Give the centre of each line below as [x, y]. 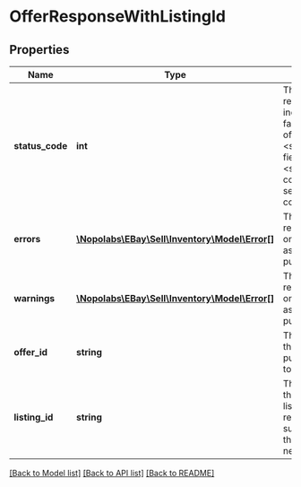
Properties [39, 50]
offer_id [30, 352]
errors [27, 239]
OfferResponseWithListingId [118, 17]
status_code [41, 146]
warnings [34, 298]
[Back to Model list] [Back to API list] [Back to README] [112, 473]
